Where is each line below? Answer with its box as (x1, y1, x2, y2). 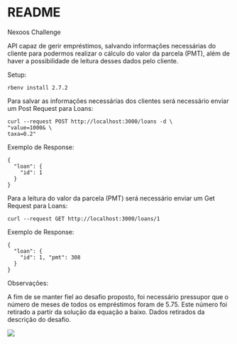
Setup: (7, 70, 27, 79)
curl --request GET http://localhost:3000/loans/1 (7, 215, 160, 222)
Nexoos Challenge (7, 28, 62, 36)
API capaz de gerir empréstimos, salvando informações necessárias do (7, 41, 216, 50)
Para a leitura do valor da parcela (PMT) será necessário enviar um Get (7, 193, 215, 203)
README (7, 4, 61, 21)
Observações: (7, 279, 48, 287)
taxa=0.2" (7, 130, 37, 137)
